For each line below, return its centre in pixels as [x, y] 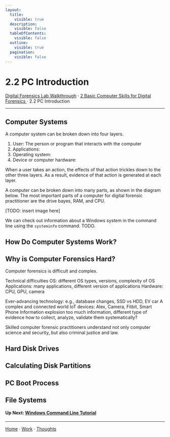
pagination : [23, 52]
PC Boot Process [32, 383]
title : [17, 15]
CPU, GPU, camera [25, 292]
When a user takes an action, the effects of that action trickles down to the [83, 170]
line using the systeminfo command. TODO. [50, 226]
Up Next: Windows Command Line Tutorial [51, 413]
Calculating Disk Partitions [48, 366]
